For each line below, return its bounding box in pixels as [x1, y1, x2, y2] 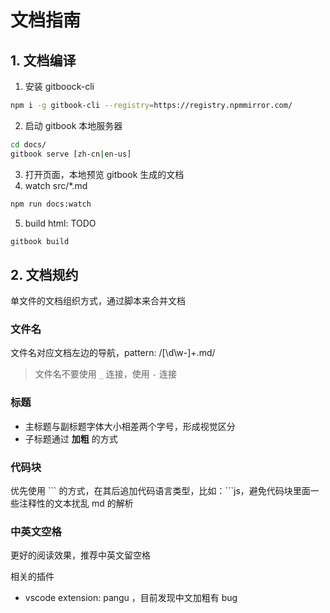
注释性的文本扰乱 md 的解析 [18, 497, 134, 510]
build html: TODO [24, 217, 97, 229]
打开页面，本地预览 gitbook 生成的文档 [24, 168, 185, 180]
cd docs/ [10, 139, 47, 150]
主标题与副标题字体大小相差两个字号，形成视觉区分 [24, 420, 236, 432]
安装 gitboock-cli [24, 81, 95, 92]
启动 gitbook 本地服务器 [24, 119, 123, 131]
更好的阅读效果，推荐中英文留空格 [10, 549, 151, 561]
